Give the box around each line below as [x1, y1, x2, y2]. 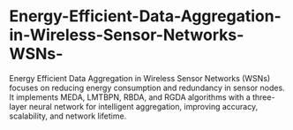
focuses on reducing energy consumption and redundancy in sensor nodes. [9, 82, 285, 93]
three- [252, 91, 275, 103]
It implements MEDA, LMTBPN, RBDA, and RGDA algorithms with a [9, 91, 251, 103]
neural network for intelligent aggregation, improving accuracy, [29, 101, 259, 111]
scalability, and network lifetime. [9, 111, 127, 121]
